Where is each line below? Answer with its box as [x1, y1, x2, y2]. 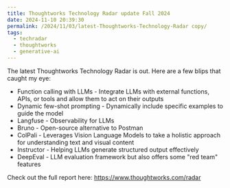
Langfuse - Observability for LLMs [16, 116, 115, 124]
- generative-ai [13, 49, 60, 55]
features [16, 160, 41, 168]
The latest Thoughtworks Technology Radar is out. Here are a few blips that [7, 66, 221, 75]
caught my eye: [7, 74, 51, 82]
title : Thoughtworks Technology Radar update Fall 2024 [7, 10, 170, 17]
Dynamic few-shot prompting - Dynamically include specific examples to [16, 102, 223, 110]
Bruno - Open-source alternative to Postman [16, 124, 143, 132]
